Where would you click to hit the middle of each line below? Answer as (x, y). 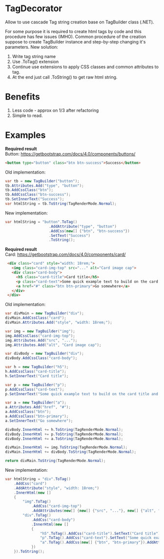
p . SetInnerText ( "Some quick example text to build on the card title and (82, 394)
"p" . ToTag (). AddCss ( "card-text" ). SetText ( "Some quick (96, 538)
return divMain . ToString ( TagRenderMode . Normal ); (55, 461)
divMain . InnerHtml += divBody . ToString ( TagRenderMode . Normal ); (71, 452)
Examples (25, 135)
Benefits (23, 97)
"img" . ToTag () (37, 502)
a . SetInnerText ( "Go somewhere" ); (39, 421)
